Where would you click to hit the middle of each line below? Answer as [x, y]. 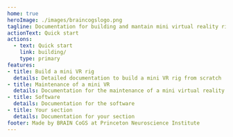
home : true [23, 13]
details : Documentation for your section [74, 116]
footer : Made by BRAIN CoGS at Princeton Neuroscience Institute [103, 123]
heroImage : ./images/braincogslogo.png [65, 20]
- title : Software [34, 98]
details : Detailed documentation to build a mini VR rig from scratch [118, 78]
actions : [20, 39]
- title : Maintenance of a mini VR [59, 84]
